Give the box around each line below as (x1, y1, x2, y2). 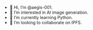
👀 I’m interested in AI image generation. (9, 10, 89, 15)
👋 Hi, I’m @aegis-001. (9, 5, 53, 10)
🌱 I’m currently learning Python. (9, 15, 73, 20)
